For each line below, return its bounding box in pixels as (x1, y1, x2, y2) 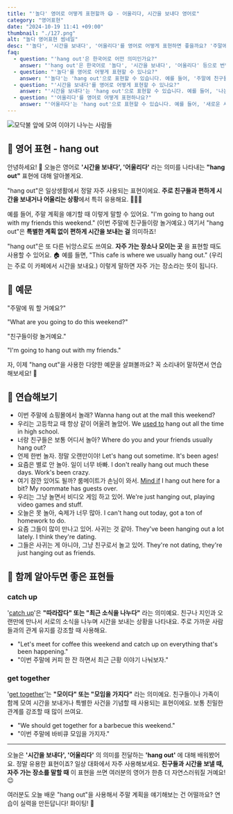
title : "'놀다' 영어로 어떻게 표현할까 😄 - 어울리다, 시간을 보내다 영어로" (7, 10, 200, 17)
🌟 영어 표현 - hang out (7, 143, 99, 155)
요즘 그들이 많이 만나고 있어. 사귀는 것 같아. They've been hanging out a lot (17, 525, 224, 533)
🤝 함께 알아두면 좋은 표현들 (7, 570, 114, 582)
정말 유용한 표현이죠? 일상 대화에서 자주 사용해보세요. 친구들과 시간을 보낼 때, (16, 760, 224, 768)
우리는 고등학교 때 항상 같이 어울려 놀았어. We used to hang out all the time (17, 420, 224, 428)
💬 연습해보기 (7, 391, 58, 403)
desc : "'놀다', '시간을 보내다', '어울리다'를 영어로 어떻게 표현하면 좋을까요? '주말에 (7, 42, 227, 49)
